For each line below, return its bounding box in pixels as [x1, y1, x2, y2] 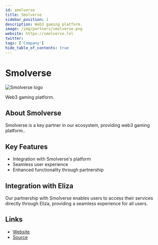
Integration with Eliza [5, 181, 73, 190]
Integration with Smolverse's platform [12, 156, 91, 162]
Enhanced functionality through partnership [12, 167, 104, 173]
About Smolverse [5, 108, 62, 117]
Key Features [5, 142, 48, 151]
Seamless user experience [12, 161, 68, 168]
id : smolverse [5, 7, 35, 13]
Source [12, 234, 28, 240]
